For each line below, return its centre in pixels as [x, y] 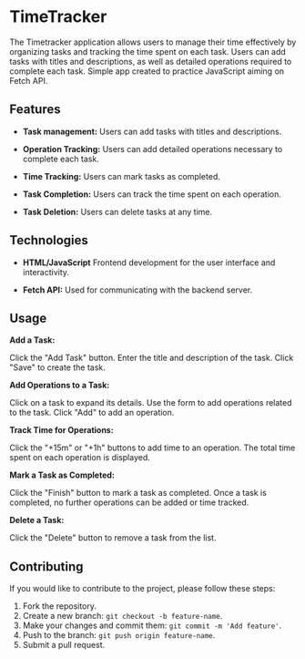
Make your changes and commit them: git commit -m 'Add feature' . [152, 625]
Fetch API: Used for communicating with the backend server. [137, 290]
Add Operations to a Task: [60, 386]
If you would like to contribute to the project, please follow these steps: [142, 589]
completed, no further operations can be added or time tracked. [129, 502]
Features [35, 110]
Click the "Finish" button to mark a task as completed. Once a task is [138, 493]
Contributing [46, 566]
